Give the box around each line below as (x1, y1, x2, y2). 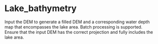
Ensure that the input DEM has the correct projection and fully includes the (4, 29, 153, 35)
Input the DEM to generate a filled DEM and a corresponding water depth (4, 19, 150, 25)
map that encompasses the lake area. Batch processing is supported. (4, 24, 143, 29)
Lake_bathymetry (4, 3, 77, 14)
